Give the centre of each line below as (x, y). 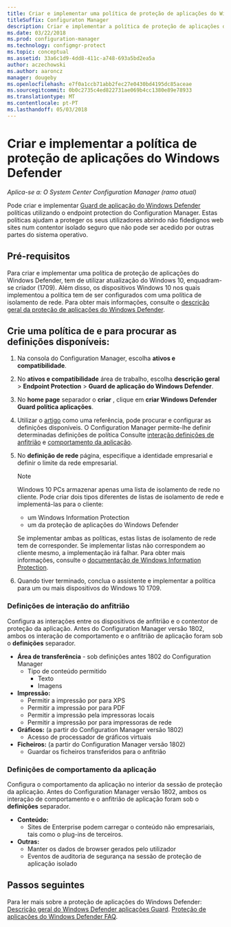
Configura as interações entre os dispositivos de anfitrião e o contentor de (112, 621)
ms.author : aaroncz (35, 71)
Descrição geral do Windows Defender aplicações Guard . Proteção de (107, 909)
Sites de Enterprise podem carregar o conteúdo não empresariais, (121, 826)
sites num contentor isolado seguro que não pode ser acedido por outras (111, 227)
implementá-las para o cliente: (60, 504)
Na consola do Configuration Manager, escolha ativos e (96, 358)
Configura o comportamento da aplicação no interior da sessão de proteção (115, 784)
